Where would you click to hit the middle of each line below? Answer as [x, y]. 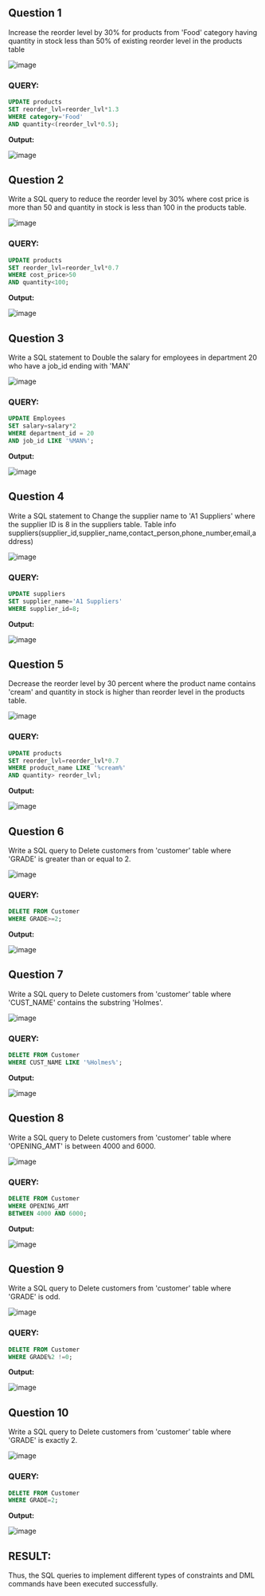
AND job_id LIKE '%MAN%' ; [51, 441]
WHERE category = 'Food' [46, 116]
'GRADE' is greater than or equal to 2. [70, 859]
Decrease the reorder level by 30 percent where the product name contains [132, 684]
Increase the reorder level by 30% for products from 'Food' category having [133, 32]
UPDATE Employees [37, 419]
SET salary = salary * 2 [43, 426]
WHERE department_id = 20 [51, 434]
